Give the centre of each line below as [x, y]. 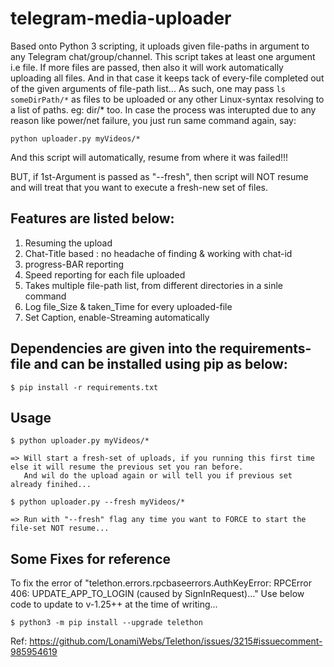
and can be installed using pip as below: [160, 364]
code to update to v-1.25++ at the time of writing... [114, 604]
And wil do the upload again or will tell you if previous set [158, 476]
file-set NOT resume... [60, 528]
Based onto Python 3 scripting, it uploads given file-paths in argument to [160, 46]
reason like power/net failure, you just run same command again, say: [153, 120]
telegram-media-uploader [121, 18]
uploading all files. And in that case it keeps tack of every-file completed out [167, 78]
